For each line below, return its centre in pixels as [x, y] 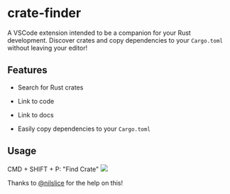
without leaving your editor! [48, 48]
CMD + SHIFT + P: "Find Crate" [53, 169]
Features [27, 70]
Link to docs [36, 114]
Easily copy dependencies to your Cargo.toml [84, 129]
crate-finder [44, 13]
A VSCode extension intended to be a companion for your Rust [99, 33]
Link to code [36, 101]
